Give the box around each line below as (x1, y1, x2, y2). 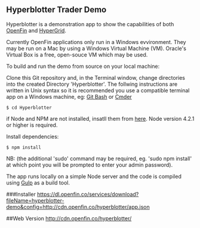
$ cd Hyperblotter (6, 104, 52, 111)
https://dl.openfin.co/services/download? (36, 190, 139, 198)
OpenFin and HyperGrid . (6, 27, 67, 34)
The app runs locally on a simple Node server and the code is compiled (6, 173, 182, 180)
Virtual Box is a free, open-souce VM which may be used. (6, 51, 148, 58)
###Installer (6, 190, 36, 198)
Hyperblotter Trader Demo (6, 5, 107, 15)
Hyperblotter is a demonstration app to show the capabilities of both (6, 20, 174, 27)
